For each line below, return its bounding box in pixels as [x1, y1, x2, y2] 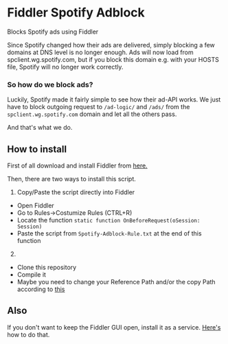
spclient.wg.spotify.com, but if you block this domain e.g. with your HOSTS [7, 55, 220, 63]
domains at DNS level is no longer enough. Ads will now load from [7, 48, 194, 56]
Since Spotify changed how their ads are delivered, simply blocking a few [7, 41, 215, 49]
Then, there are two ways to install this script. [7, 175, 136, 183]
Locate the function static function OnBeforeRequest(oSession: [16, 216, 201, 225]
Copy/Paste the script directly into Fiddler [16, 188, 135, 196]
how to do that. [7, 330, 50, 339]
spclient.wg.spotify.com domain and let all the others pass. [7, 110, 177, 118]
